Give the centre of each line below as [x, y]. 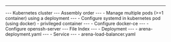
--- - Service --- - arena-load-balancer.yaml [89, 34]
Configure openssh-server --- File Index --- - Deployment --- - [72, 29]
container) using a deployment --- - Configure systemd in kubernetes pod [83, 18]
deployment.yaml [23, 34]
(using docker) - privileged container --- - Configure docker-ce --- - [77, 23]
